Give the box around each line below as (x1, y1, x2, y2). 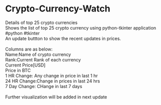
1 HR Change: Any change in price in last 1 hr (5, 72, 98, 78)
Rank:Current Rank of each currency (5, 56, 82, 62)
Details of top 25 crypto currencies (5, 19, 78, 25)
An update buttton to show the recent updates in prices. (5, 35, 121, 41)
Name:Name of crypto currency (5, 51, 71, 57)
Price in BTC (5, 67, 31, 73)
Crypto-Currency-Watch (5, 3, 111, 14)
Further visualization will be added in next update (5, 93, 107, 100)
